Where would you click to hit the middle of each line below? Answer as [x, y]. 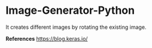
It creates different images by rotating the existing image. [76, 27]
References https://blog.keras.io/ [47, 38]
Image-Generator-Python [70, 10]
